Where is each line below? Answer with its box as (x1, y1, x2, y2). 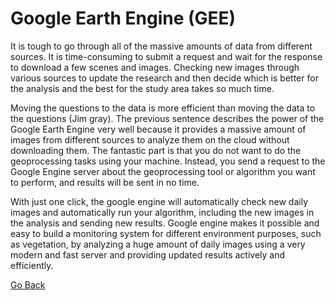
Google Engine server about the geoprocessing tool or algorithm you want (10, 165, 316, 177)
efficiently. (10, 259, 54, 271)
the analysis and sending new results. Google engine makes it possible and (10, 217, 320, 229)
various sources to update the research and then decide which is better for (10, 72, 319, 84)
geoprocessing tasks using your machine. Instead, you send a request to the (10, 155, 326, 167)
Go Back (10, 278, 46, 291)
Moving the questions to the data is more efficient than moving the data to (10, 102, 316, 114)
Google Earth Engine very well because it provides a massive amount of (10, 123, 307, 135)
